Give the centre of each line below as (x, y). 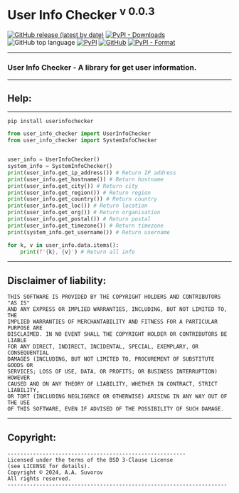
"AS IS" (19, 303)
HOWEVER (19, 378)
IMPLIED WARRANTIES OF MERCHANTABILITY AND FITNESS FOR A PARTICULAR (113, 322)
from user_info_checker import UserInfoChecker (79, 134)
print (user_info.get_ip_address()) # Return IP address (92, 173)
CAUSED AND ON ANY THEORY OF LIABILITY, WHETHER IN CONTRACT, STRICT (113, 384)
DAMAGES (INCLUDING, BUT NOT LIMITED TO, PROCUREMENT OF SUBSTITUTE (111, 359)
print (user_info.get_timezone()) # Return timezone (85, 226)
